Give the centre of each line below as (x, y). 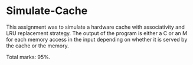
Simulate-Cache (47, 11)
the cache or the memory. (37, 46)
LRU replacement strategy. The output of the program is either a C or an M (97, 33)
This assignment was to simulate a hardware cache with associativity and (95, 27)
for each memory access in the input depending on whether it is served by (97, 39)
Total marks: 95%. (28, 57)
